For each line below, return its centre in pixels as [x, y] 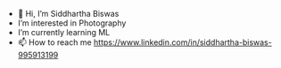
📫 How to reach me [54, 42]
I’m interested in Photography [72, 23]
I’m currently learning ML [64, 32]
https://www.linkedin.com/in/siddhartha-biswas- [182, 42]
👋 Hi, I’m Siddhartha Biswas [68, 14]
